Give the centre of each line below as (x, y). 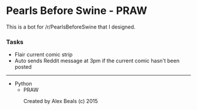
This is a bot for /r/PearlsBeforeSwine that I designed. (71, 27)
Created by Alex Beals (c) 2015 (60, 101)
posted (23, 67)
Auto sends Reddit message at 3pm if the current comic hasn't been (97, 61)
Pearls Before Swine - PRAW (77, 11)
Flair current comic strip (43, 55)
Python (23, 84)
